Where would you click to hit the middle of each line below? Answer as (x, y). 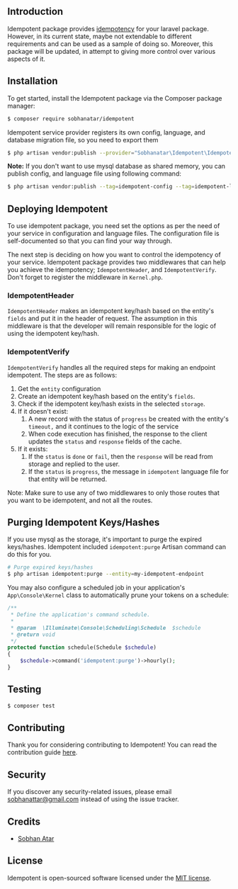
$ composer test (31, 706)
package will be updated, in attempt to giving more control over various (112, 51)
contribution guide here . (42, 752)
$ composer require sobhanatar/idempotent (71, 119)
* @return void (33, 634)
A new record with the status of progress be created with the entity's (128, 419)
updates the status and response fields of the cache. (105, 441)
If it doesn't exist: (43, 411)
